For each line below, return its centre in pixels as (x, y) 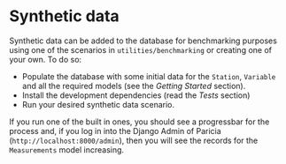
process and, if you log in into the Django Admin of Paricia (115, 130)
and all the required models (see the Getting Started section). (134, 86)
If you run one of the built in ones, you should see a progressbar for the (139, 122)
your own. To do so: (46, 59)
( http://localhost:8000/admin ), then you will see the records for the (134, 140)
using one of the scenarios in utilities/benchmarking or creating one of (141, 49)
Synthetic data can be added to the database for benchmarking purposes (143, 41)
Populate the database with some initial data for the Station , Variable (149, 76)
